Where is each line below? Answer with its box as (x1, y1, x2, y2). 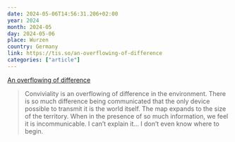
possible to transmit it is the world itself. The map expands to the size (24, 104, 227, 113)
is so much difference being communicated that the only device (24, 97, 210, 105)
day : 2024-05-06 (7, 30, 55, 37)
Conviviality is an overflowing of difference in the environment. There (24, 89, 227, 97)
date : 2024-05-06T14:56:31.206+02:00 (7, 10, 119, 18)
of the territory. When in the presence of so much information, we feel (24, 112, 229, 120)
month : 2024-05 (7, 23, 52, 30)
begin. (24, 126, 44, 135)
